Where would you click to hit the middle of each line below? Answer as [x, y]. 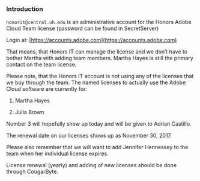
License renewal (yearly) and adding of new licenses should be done [92, 165]
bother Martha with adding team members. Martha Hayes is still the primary [100, 58]
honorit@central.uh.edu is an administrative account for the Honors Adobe [99, 22]
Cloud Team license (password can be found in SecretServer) [83, 28]
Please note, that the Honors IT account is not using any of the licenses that [100, 76]
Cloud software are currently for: [47, 89]
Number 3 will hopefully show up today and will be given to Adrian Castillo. [99, 124]
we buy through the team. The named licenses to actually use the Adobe [96, 82]
